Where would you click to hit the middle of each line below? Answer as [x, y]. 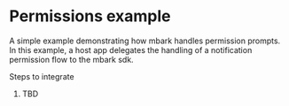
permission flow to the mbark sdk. [72, 59]
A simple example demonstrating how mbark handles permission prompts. [145, 41]
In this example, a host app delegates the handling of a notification [131, 49]
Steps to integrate [42, 76]
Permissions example [90, 16]
